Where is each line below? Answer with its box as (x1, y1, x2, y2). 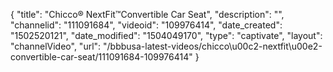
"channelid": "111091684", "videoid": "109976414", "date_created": (10, 19, 283, 31)
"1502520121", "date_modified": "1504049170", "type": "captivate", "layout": (10, 30, 323, 41)
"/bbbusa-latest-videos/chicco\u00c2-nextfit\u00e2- (103, 40, 323, 52)
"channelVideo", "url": (10, 40, 102, 52)
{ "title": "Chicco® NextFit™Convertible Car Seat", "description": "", (10, 9, 285, 20)
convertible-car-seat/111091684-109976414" (10, 51, 193, 63)
